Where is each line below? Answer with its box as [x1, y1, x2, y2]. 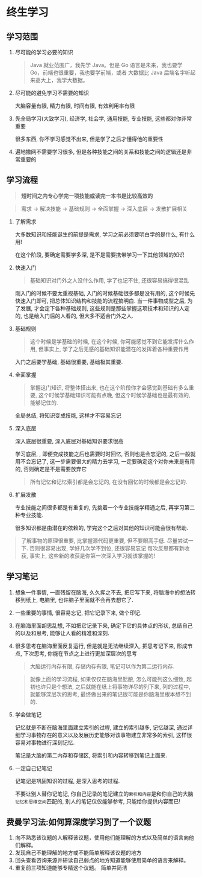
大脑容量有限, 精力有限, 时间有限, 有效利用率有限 [14, 102, 135, 109]
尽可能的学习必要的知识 [14, 49, 73, 56]
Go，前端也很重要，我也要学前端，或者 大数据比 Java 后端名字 [29, 69, 185, 76]
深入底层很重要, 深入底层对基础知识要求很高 [14, 437, 124, 444]
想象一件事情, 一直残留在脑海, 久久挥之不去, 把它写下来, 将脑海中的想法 [14, 588, 191, 596]
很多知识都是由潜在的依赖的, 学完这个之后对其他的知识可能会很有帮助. [14, 524, 188, 531]
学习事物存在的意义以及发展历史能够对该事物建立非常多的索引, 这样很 [20, 731, 192, 738]
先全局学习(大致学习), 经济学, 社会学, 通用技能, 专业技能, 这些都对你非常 [14, 115, 192, 122]
